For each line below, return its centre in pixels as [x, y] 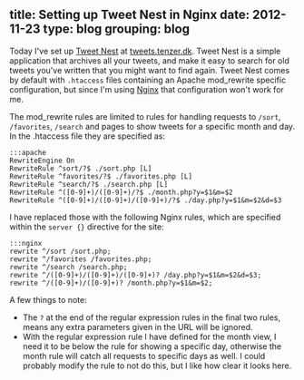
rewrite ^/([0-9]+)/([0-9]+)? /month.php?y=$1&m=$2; [111, 283]
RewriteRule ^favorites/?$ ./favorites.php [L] [101, 176]
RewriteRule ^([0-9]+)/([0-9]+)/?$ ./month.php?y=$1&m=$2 [121, 192]
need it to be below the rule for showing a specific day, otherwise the [152, 346]
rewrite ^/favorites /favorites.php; [81, 259]
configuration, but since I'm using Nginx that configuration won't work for [147, 89]
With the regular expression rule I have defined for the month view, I [149, 336]
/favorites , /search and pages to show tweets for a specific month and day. [152, 126]
